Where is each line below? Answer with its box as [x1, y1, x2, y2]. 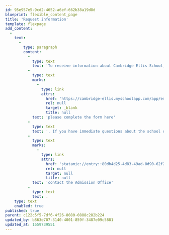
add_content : [5, 26, 33, 31]
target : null [45, 171, 73, 176]
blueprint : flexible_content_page [5, 12, 78, 17]
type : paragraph [23, 45, 57, 50]
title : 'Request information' [5, 17, 69, 22]
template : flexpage [5, 21, 46, 27]
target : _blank [45, 105, 78, 110]
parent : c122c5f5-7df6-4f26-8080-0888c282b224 [5, 213, 105, 218]
